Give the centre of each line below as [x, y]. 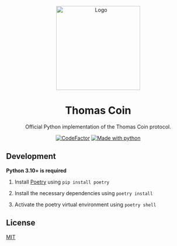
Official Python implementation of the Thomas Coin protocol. [98, 127]
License [21, 223]
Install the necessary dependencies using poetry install [84, 193]
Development [31, 156]
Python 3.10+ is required [37, 170]
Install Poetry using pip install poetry [62, 182]
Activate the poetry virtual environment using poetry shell [85, 205]
